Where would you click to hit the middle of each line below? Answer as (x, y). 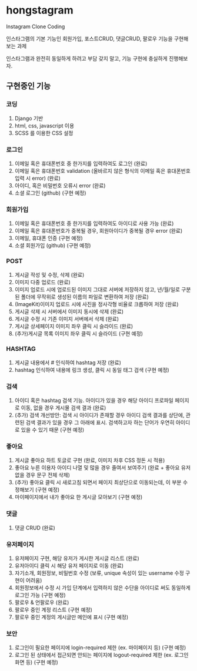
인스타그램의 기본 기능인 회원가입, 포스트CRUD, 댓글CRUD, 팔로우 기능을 (89, 38)
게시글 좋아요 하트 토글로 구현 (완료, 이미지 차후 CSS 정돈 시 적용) (90, 460)
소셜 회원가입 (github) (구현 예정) (53, 246)
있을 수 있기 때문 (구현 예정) (53, 430)
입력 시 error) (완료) (37, 178)
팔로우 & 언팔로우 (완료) (42, 602)
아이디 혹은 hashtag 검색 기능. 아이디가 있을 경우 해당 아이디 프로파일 (94, 401)
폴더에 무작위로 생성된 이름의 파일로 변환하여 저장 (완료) (85, 297)
